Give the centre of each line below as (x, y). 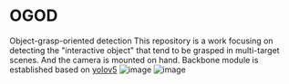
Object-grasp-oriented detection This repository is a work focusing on (141, 41)
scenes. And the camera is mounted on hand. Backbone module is (134, 60)
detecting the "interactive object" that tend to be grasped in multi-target (144, 50)
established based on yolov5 (63, 70)
